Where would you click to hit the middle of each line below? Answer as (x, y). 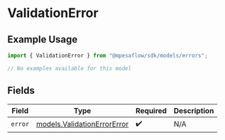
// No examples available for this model (70, 68)
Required (151, 110)
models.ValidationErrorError (82, 124)
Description (194, 110)
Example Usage (43, 39)
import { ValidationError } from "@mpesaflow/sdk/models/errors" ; (108, 55)
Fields (21, 91)
